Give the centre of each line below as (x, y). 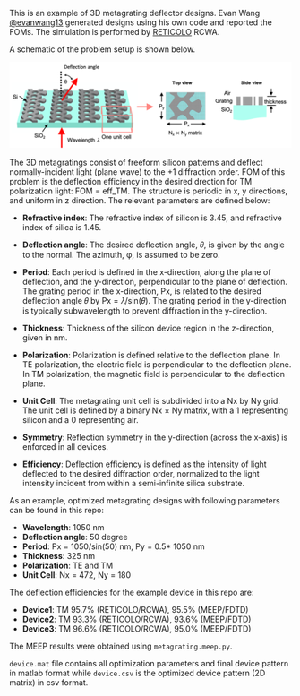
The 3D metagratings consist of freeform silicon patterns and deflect (136, 162)
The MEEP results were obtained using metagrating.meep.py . (121, 646)
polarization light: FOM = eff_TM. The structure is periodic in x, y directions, (149, 191)
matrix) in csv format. (49, 682)
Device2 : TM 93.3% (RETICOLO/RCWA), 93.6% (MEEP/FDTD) (137, 619)
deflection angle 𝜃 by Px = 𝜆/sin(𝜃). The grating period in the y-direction (154, 300)
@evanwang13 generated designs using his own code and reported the (141, 22)
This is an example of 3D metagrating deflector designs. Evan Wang (135, 13)
